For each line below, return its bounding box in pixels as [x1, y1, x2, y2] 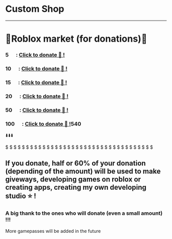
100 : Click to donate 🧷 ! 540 [5, 120, 81, 127]
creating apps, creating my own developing [5, 183, 147, 192]
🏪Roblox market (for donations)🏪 [5, 33, 147, 45]
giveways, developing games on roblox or [5, 175, 141, 184]
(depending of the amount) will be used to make [5, 167, 161, 176]
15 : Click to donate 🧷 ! [5, 79, 68, 86]
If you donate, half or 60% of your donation [5, 159, 146, 168]
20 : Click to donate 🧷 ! [5, 93, 69, 100]
